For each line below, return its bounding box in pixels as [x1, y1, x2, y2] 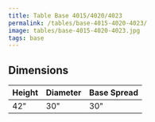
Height [12, 87, 38, 98]
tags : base [8, 33, 45, 42]
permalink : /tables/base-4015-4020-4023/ [8, 19, 148, 27]
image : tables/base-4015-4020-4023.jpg [8, 26, 141, 34]
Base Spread [88, 87, 139, 98]
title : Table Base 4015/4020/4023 [8, 11, 123, 20]
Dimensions [8, 63, 69, 77]
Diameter [45, 87, 82, 98]
